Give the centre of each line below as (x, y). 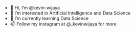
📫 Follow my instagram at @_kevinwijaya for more (63, 24)
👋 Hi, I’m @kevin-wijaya (35, 8)
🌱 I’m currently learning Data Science (49, 18)
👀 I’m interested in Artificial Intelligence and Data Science (71, 13)
